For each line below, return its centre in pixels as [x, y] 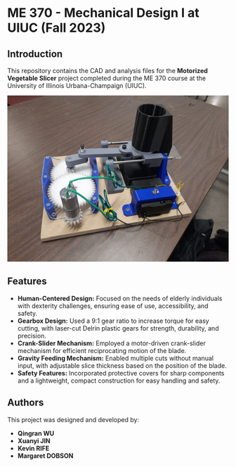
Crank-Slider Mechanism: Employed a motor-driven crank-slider [111, 343]
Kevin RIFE [33, 448]
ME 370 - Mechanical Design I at [103, 13]
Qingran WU [36, 433]
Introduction [35, 54]
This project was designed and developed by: [73, 419]
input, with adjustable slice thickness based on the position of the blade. [122, 365]
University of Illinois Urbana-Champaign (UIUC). [77, 85]
